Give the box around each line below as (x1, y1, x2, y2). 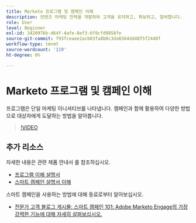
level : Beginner (6, 25, 46, 31)
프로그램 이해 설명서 (14, 171, 60, 179)
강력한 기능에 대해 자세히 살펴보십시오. (14, 211, 102, 218)
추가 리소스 (6, 142, 44, 152)
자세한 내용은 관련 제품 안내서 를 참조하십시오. (6, 159, 111, 166)
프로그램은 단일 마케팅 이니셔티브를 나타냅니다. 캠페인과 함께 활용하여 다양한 (6, 105, 180, 112)
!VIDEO (20, 123, 38, 131)
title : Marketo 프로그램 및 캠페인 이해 (6, 8, 94, 15)
